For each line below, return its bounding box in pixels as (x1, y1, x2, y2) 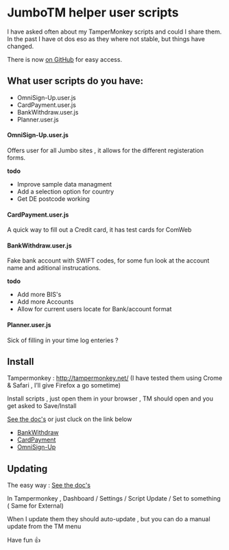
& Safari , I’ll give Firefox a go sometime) (7, 381, 121, 390)
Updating (7, 463, 48, 475)
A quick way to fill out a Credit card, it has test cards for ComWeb (7, 226, 192, 234)
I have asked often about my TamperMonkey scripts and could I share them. (7, 27, 222, 36)
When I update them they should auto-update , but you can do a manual (7, 515, 210, 523)
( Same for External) (7, 502, 64, 510)
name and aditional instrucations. (7, 264, 101, 272)
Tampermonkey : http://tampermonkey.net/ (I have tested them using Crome (7, 374, 223, 382)
